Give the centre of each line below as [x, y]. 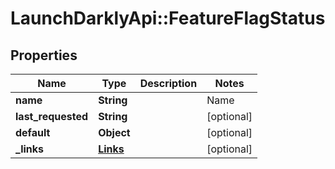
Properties [44, 55]
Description [168, 83]
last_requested [52, 116]
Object [114, 132]
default [33, 132]
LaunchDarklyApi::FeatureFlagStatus [168, 18]
